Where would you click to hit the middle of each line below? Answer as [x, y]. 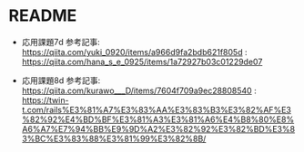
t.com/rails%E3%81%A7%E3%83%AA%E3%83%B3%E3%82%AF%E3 [157, 109]
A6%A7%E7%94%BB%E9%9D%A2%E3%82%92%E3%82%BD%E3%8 [158, 128]
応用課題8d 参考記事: [61, 80]
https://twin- [45, 100]
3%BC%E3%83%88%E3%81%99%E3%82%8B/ [114, 138]
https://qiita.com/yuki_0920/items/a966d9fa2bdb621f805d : [134, 52]
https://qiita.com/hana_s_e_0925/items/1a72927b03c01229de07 [142, 62]
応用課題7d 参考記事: [61, 42]
